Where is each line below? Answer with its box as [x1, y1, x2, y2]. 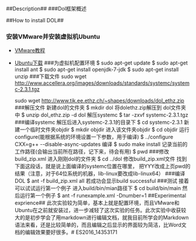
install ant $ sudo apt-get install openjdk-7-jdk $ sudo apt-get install [14, 66, 179, 73]
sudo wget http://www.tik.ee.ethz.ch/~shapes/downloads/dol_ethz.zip [14, 97, 184, 104]
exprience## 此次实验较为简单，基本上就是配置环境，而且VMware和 [14, 199, 180, 206]
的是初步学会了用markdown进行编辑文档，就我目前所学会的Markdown [19, 214, 189, 221]
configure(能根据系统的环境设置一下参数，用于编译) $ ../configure [14, 134, 174, 141]
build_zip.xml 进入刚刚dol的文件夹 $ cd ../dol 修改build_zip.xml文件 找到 [14, 155, 187, 162]
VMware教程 [14, 47, 46, 54]
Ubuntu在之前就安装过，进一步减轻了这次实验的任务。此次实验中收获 [14, 207, 181, 214]
